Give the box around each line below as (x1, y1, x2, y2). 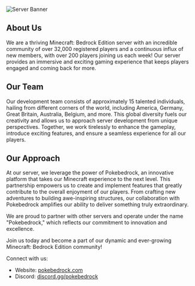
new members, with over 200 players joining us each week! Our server (6, 52, 181, 59)
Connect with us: (6, 255, 48, 262)
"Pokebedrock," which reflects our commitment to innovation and (6, 219, 167, 226)
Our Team (6, 82, 44, 92)
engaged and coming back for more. (6, 64, 97, 71)
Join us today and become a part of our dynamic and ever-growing (6, 237, 172, 244)
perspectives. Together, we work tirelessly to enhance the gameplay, (6, 123, 176, 130)
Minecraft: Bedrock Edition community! (6, 243, 103, 251)
